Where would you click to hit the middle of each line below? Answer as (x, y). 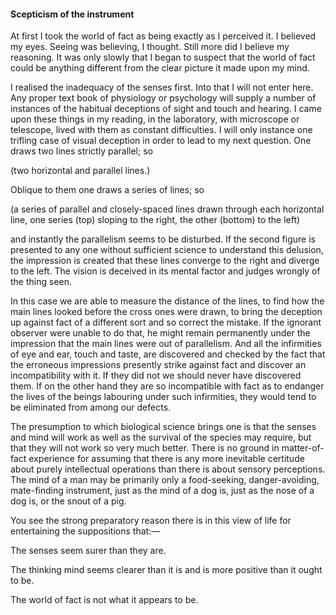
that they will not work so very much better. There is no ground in (145, 448)
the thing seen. (41, 282)
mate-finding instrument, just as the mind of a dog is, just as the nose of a (162, 491)
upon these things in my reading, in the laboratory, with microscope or (155, 119)
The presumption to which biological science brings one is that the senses (163, 427)
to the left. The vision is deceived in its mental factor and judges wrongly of (165, 271)
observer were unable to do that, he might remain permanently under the (160, 333)
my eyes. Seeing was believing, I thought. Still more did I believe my (150, 47)
